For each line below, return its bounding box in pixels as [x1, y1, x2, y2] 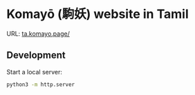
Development [6, 50, 66, 61]
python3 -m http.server [6, 81, 75, 88]
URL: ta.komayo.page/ [6, 29, 70, 38]
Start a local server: [6, 67, 63, 76]
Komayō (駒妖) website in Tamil [6, 6, 189, 22]
